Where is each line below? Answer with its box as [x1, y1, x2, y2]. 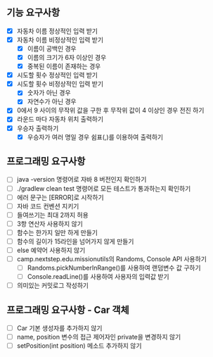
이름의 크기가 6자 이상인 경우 [27, 54, 107, 61]
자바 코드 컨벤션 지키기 [16, 201, 79, 210]
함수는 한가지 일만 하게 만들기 [16, 228, 98, 237]
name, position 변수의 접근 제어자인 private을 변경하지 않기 [16, 333, 181, 342]
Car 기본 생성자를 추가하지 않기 [16, 324, 103, 332]
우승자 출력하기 [16, 124, 59, 132]
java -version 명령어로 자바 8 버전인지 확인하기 [16, 175, 147, 184]
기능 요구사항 [6, 6, 60, 19]
